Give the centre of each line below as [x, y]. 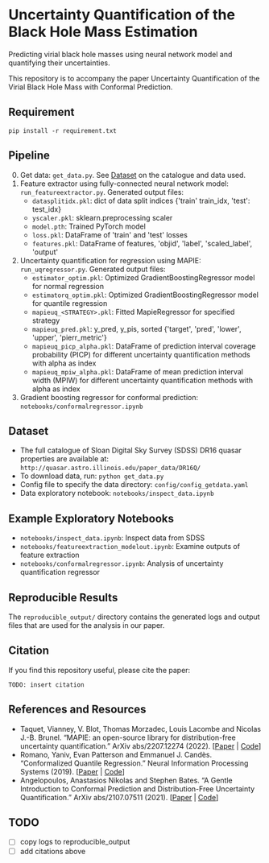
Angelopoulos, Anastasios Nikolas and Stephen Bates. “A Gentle [126, 780]
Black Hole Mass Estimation [103, 32]
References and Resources [77, 710]
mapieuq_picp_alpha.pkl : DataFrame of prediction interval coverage [144, 346]
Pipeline [29, 156]
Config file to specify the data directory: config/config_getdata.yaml [134, 485]
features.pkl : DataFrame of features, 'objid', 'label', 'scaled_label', [142, 243]
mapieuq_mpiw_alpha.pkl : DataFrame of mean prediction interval [138, 371]
